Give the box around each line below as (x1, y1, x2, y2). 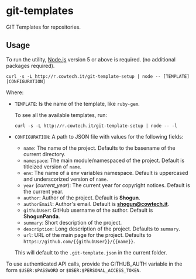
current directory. (23, 150, 66, 157)
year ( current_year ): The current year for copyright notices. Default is (23, 181, 190, 188)
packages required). (6, 62, 55, 69)
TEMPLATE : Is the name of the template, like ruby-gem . (14, 100, 140, 107)
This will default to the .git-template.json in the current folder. (14, 249, 167, 256)
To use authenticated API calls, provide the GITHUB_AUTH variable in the (6, 260, 183, 267)
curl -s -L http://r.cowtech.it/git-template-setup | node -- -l (14, 123, 177, 129)
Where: (6, 89, 24, 96)
